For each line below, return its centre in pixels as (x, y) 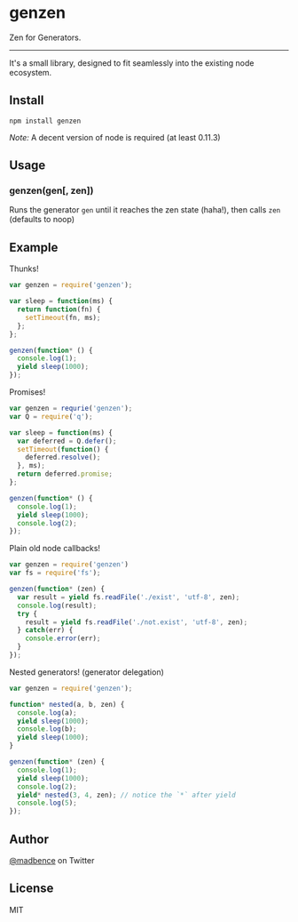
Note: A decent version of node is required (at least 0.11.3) (115, 137)
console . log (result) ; (57, 605)
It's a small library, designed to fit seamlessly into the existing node (132, 63)
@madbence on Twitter (52, 860)
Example (34, 247)
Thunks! (24, 269)
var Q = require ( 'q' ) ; (51, 416)
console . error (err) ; (63, 638)
